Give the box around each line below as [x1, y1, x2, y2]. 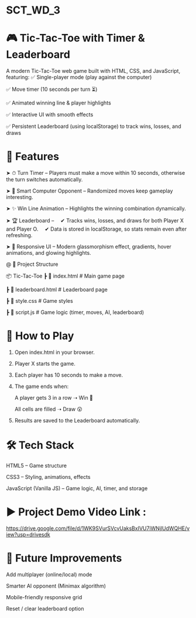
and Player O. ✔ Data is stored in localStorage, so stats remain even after [6, 225, 187, 232]
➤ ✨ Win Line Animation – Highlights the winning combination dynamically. [6, 205, 186, 212]
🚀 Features [6, 150, 60, 163]
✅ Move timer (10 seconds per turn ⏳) [6, 86, 98, 93]
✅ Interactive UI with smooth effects [6, 111, 94, 118]
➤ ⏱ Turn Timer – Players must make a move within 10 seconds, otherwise [6, 170, 185, 177]
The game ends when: [14, 383, 69, 390]
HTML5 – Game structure [6, 462, 67, 469]
